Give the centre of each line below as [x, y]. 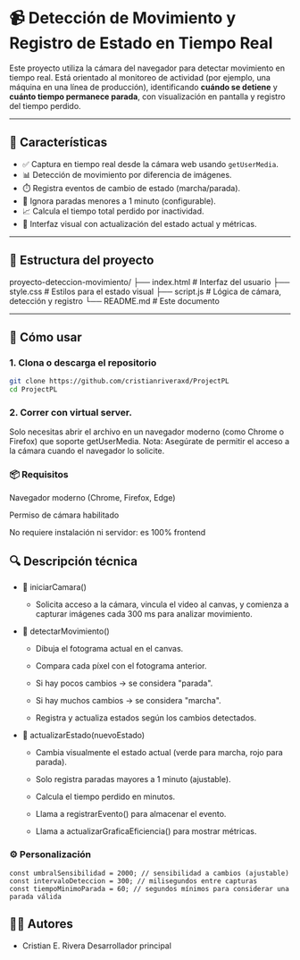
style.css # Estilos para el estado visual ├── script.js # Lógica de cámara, [146, 291]
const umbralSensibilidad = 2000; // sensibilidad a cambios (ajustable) [150, 873]
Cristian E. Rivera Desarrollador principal [97, 946]
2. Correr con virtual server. [71, 412]
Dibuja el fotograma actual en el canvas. [109, 649]
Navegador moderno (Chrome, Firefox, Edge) [92, 497]
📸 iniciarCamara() [54, 587]
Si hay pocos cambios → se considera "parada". [124, 683]
